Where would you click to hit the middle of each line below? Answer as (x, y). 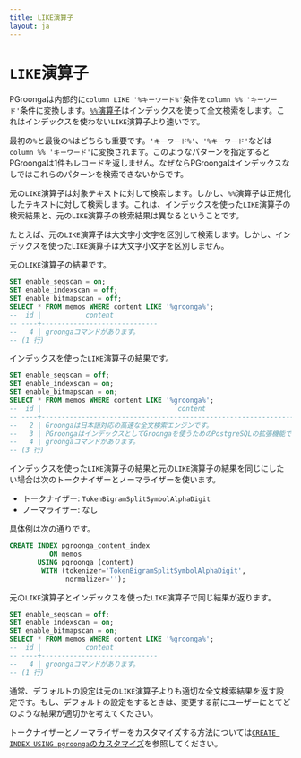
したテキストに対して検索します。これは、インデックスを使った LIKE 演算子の (150, 204)
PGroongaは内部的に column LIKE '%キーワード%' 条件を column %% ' (130, 99)
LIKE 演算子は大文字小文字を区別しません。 (150, 246)
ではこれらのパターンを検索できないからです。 (103, 175)
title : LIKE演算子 (42, 17)
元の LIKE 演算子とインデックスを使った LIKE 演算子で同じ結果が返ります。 (142, 597)
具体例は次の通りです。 (52, 529)
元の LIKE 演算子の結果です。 (60, 265)
